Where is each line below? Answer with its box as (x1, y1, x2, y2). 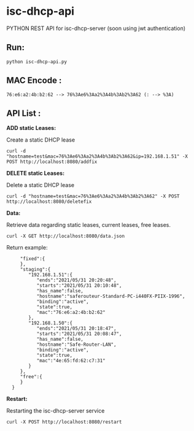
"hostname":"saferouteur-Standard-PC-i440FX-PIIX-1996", (36, 293, 185, 300)
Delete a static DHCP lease (6, 181, 75, 189)
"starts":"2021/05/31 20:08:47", (36, 331, 122, 337)
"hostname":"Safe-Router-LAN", (36, 341, 117, 348)
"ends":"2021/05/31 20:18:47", (36, 326, 117, 332)
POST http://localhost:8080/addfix (6, 159, 98, 165)
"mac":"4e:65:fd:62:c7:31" (36, 357, 106, 364)
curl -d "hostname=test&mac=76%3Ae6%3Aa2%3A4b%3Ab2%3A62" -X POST (6, 193, 180, 200)
